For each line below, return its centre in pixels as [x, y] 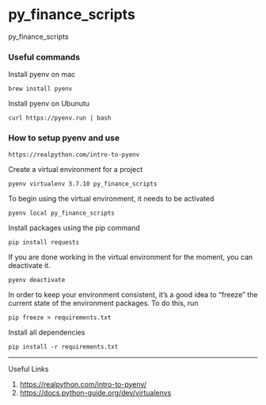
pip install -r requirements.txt [63, 346]
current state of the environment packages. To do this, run [103, 303]
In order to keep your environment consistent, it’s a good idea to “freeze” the [133, 294]
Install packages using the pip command [74, 227]
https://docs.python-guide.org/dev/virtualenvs [95, 392]
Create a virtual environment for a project [76, 169]
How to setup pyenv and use [64, 138]
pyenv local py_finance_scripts [61, 213]
